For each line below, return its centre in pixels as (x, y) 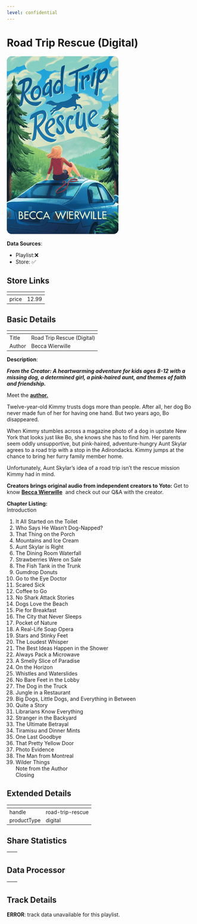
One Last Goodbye (38, 737)
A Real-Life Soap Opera (44, 629)
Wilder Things (32, 762)
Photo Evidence (35, 749)
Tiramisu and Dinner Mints (48, 730)
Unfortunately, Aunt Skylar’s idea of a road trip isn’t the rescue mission (93, 467)
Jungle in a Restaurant (43, 692)
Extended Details (39, 794)
